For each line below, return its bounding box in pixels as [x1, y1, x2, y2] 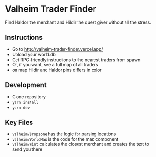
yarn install [12, 100, 39, 105]
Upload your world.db [12, 51, 56, 57]
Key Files [5, 118, 33, 126]
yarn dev [12, 105, 30, 110]
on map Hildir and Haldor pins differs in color [12, 67, 102, 73]
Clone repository [12, 94, 46, 100]
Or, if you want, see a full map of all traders [12, 62, 98, 67]
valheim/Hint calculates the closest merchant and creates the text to [12, 141, 149, 147]
